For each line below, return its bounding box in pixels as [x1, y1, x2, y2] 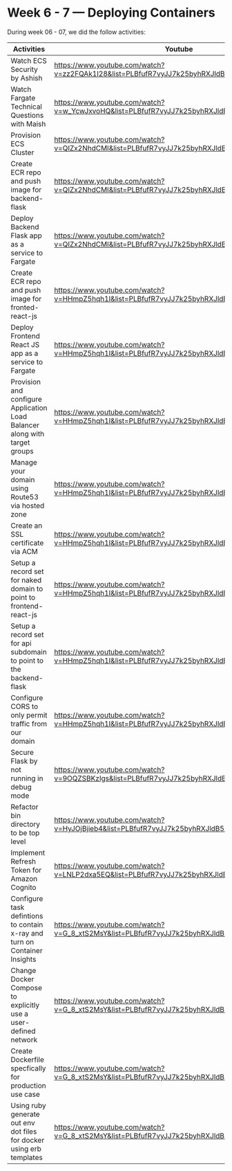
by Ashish [10, 73, 43, 82]
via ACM [10, 546, 38, 556]
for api [10, 638, 32, 648]
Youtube [164, 44, 193, 53]
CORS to [10, 701, 39, 711]
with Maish [10, 119, 46, 129]
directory [10, 819, 40, 829]
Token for [10, 865, 42, 875]
